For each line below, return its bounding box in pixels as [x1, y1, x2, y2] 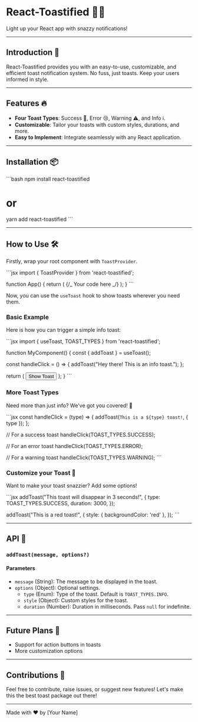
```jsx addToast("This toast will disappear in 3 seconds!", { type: [6, 494, 161, 501]
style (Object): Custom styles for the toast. [23, 596, 128, 604]
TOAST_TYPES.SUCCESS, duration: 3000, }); [6, 500, 115, 507]
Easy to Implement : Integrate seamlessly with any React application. [14, 133, 181, 141]
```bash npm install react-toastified [6, 175, 90, 182]
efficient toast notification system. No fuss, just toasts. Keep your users [6, 69, 180, 76]
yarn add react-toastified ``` [6, 215, 74, 223]
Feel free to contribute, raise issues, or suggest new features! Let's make [6, 686, 184, 693]
